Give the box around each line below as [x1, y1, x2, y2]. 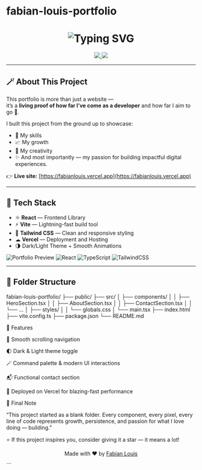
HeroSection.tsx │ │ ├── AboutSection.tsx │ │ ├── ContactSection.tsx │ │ [6, 299, 192, 306]
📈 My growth [14, 138, 49, 145]
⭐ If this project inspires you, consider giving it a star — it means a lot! [6, 436, 180, 443]
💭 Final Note [6, 399, 37, 407]
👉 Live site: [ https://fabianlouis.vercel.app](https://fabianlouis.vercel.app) [6, 172, 191, 179]
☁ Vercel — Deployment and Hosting [14, 235, 108, 243]
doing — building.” [6, 424, 52, 431]
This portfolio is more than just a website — [6, 95, 114, 103]
